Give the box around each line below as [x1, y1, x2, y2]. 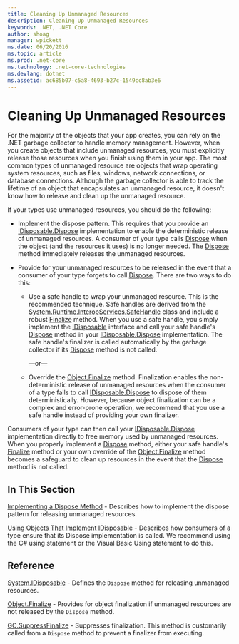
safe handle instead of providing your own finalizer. [28, 411, 180, 419]
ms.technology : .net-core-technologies [7, 63, 126, 71]
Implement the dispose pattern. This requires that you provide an [17, 219, 209, 228]
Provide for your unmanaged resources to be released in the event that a [17, 263, 232, 272]
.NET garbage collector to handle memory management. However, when [7, 138, 220, 147]
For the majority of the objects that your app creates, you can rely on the [7, 131, 221, 140]
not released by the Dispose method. [7, 607, 115, 615]
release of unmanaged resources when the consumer [68, 381, 226, 389]
